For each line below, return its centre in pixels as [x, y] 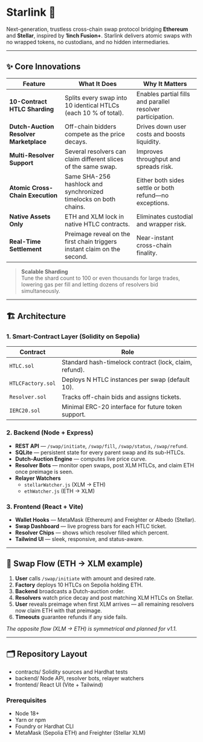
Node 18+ [27, 713]
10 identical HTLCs [92, 105]
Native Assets [30, 216]
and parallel [153, 101]
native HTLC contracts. [97, 224]
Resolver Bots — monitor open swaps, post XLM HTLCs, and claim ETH [105, 465]
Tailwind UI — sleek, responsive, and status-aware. [79, 539]
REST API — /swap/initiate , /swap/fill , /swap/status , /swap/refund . [101, 446]
